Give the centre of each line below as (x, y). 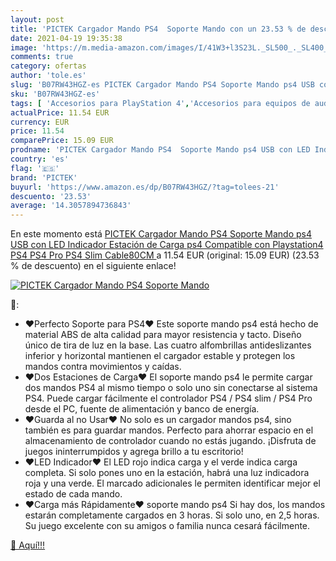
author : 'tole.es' (48, 76)
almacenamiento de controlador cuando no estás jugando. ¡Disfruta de (170, 441)
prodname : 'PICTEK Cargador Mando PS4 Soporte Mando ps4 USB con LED (160, 150)
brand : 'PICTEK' (44, 177)
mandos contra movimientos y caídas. (103, 367)
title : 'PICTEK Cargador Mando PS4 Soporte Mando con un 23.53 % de (158, 29)
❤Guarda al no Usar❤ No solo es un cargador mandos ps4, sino (158, 420)
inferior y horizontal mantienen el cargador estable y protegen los (160, 356)
